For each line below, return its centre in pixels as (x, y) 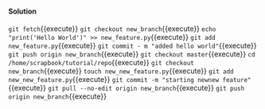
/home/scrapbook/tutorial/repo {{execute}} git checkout (101, 63)
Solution (23, 11)
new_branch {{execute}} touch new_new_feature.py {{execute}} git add (121, 71)
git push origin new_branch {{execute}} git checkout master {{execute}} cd (132, 54)
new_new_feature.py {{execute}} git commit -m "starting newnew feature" (130, 80)
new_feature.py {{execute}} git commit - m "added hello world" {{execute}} (132, 46)
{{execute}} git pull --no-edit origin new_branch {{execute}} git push (127, 88)
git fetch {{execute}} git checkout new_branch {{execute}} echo (112, 29)
